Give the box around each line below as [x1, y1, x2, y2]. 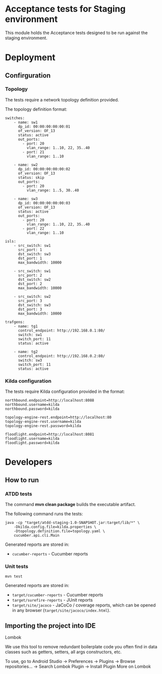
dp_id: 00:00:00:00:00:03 [17, 201, 70, 205]
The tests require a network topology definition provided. [5, 97, 119, 102]
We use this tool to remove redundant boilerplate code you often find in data [5, 644, 158, 650]
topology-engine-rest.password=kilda [5, 423, 81, 428]
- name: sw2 [14, 162, 38, 167]
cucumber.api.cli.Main [14, 533, 60, 538]
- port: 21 [22, 150, 45, 154]
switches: [5, 116, 25, 120]
